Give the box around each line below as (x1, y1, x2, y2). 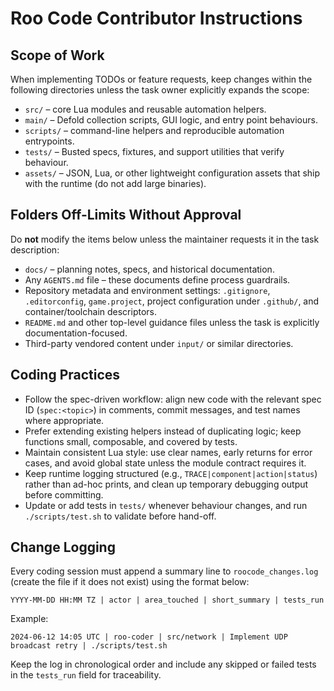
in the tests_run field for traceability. (10, 669, 162, 681)
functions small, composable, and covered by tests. (24, 435, 238, 447)
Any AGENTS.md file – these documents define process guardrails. (24, 273, 291, 286)
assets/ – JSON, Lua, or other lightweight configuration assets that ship (24, 167, 321, 179)
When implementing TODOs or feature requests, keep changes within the (10, 73, 313, 85)
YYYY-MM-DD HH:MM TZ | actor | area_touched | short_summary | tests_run (10, 595, 325, 606)
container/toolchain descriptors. (24, 305, 158, 317)
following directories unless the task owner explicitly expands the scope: (10, 84, 310, 96)
